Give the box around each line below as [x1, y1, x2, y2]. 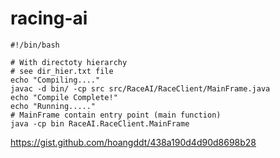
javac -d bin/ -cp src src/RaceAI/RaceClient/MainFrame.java [10, 83, 271, 94]
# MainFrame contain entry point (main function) [10, 110, 222, 120]
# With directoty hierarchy [10, 57, 128, 67]
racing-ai [10, 7, 88, 30]
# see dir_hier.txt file [10, 66, 114, 76]
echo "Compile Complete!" [10, 92, 118, 102]
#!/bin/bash [10, 40, 60, 50]
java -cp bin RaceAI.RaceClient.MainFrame [10, 118, 190, 129]
